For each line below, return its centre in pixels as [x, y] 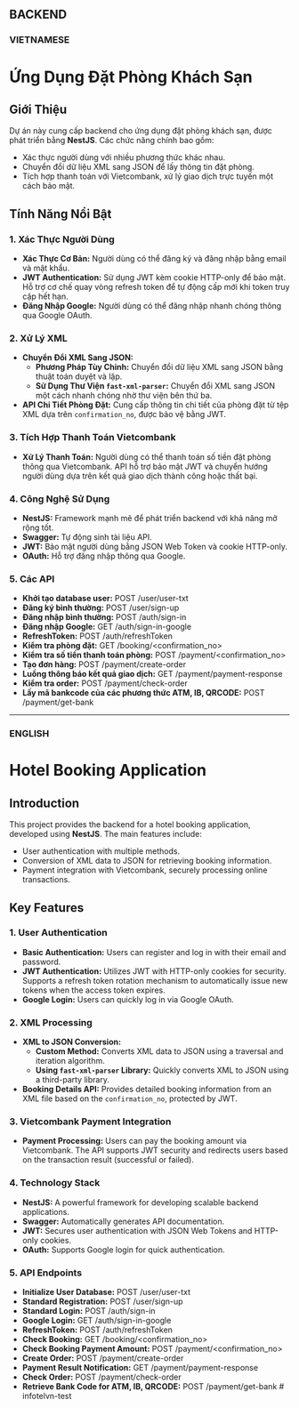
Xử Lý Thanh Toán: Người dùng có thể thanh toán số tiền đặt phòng [146, 456]
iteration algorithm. [70, 1061]
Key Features [47, 908]
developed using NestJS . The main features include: [105, 834]
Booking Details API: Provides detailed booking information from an [146, 1090]
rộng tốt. [38, 527]
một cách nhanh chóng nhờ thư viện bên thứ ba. [124, 396]
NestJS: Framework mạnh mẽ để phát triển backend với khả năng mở [149, 518]
